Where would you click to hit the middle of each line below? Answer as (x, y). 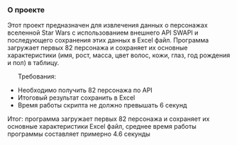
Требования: (37, 76)
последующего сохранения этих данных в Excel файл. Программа (108, 40)
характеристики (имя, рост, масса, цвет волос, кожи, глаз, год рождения (119, 55)
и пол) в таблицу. (33, 63)
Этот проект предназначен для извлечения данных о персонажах (108, 25)
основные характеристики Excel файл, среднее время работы (102, 127)
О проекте (26, 10)
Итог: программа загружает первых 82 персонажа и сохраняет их (109, 119)
